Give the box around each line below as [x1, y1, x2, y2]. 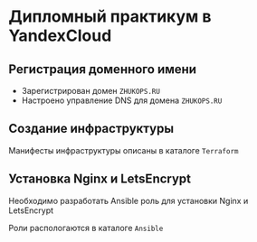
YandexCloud [8, 25, 112, 46]
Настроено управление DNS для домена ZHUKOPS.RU [21, 95, 223, 106]
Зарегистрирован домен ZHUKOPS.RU [21, 86, 160, 96]
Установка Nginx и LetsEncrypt [8, 172, 192, 187]
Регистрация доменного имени [8, 61, 196, 77]
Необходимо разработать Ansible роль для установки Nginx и [8, 195, 249, 206]
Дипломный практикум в [8, 6, 212, 27]
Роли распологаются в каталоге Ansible [8, 222, 164, 233]
